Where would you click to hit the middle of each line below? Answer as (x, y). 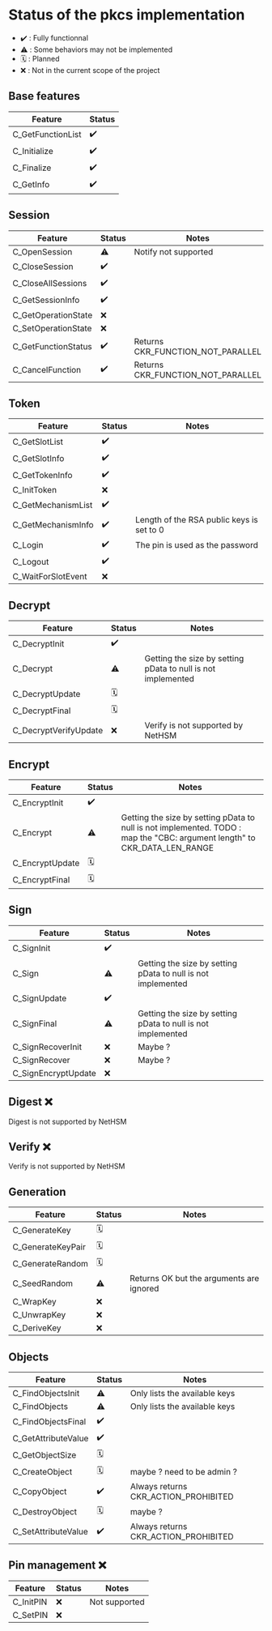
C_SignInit (32, 948)
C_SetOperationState (52, 328)
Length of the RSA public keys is (197, 520)
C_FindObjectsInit (46, 1394)
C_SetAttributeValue (51, 1531)
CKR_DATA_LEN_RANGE (168, 848)
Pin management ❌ (57, 1565)
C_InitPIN (30, 1602)
